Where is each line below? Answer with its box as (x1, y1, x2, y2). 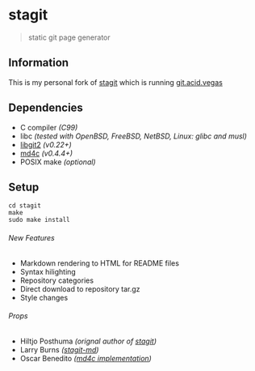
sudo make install (8, 216, 70, 224)
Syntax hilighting (19, 267, 77, 276)
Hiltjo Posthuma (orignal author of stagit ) (19, 336, 157, 346)
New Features (8, 232, 55, 242)
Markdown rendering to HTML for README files (19, 258, 180, 268)
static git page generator (27, 32, 111, 42)
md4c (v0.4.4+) (19, 148, 73, 158)
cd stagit (8, 202, 42, 210)
